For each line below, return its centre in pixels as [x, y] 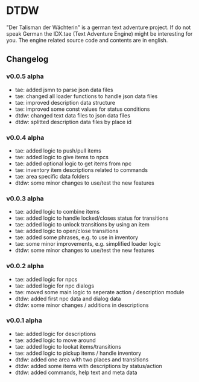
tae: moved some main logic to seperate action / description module [99, 292]
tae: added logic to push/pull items [58, 150]
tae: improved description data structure [65, 102]
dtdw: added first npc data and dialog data [68, 298]
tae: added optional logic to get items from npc [73, 163]
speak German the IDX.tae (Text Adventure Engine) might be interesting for [99, 33]
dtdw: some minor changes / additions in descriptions [82, 305]
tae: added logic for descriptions [55, 334]
